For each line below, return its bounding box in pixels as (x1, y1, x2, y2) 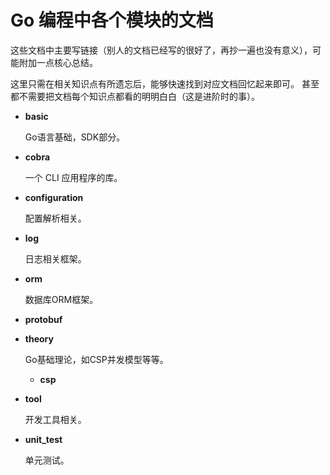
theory (24, 332, 54, 345)
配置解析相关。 (24, 212, 87, 224)
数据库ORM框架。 (24, 293, 99, 305)
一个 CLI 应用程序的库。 (24, 171, 123, 183)
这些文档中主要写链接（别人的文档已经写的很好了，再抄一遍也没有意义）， (10, 44, 313, 56)
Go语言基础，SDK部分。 (24, 131, 126, 143)
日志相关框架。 (24, 252, 87, 265)
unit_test (24, 433, 63, 445)
